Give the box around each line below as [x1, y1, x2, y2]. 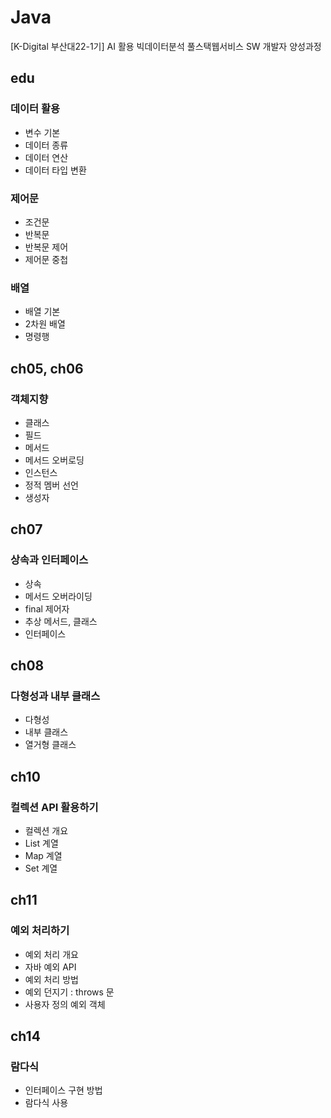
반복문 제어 [24, 241, 69, 253]
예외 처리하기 [10, 924, 70, 938]
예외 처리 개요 [24, 948, 79, 960]
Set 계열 [24, 862, 58, 874]
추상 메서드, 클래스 [24, 615, 98, 627]
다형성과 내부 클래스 [10, 689, 101, 703]
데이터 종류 [24, 139, 69, 151]
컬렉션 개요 [24, 824, 69, 836]
